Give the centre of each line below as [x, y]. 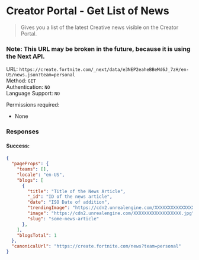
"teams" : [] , [33, 169]
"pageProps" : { [30, 164]
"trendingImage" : [49, 208]
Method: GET [21, 81]
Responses [23, 131]
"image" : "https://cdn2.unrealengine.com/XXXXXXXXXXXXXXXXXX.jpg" [111, 214]
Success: [18, 146]
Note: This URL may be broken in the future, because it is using [98, 49]
